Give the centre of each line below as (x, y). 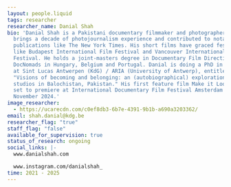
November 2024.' (36, 97)
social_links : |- (32, 148)
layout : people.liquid (40, 13)
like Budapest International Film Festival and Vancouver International (120, 52)
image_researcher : (33, 103)
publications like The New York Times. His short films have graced (113, 45)
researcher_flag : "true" (43, 122)
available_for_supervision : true (55, 135)
